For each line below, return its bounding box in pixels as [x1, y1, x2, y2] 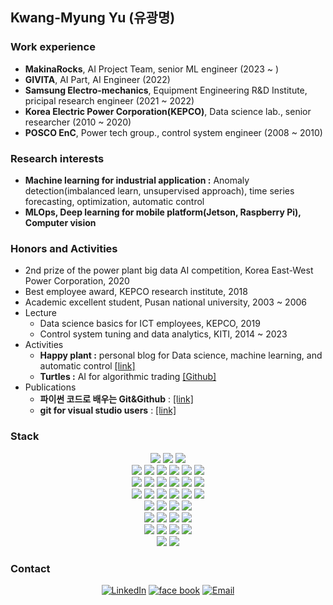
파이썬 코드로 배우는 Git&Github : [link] [39, 393, 194, 405]
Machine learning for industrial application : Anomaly [24, 174, 250, 186]
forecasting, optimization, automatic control [24, 195, 205, 207]
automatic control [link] [39, 360, 136, 372]
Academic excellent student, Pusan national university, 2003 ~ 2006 [24, 296, 307, 308]
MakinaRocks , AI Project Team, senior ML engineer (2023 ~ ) [24, 63, 280, 75]
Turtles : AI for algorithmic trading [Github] [39, 371, 217, 383]
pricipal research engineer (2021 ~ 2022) [24, 94, 195, 107]
